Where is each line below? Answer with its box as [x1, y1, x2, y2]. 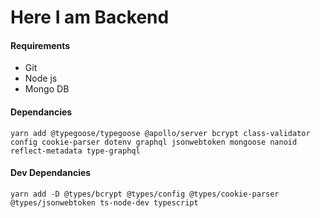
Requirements [10, 39, 71, 51]
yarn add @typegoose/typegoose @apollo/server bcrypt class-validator [10, 128, 311, 138]
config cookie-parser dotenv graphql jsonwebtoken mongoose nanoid [10, 137, 298, 147]
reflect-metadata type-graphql [10, 146, 141, 156]
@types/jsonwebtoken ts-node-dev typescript [10, 197, 199, 208]
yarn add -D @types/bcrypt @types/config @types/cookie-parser [10, 189, 280, 199]
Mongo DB [24, 83, 70, 95]
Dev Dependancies [10, 167, 92, 179]
